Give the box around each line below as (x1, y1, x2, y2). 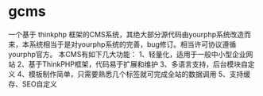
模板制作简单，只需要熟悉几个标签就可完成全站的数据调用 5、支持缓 (28, 69, 251, 79)
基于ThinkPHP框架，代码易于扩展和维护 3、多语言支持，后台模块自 (28, 59, 249, 69)
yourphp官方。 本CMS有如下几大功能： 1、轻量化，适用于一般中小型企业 (8, 49, 246, 59)
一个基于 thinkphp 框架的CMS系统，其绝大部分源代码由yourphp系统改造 (8, 29, 245, 39)
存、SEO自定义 (8, 79, 58, 89)
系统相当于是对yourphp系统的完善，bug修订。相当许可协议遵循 (29, 39, 237, 49)
